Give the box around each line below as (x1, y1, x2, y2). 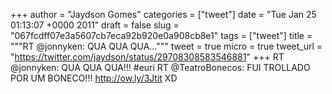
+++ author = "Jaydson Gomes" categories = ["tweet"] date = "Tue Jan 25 (10, 9, 317, 20)
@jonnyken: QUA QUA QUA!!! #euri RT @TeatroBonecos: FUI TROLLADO (10, 62, 311, 73)
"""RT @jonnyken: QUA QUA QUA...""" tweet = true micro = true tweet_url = (10, 40, 323, 52)
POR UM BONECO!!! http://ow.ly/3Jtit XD (10, 72, 178, 84)
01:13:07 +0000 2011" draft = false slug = (10, 19, 180, 31)
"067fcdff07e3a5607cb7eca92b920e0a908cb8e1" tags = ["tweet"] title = (10, 30, 313, 41)
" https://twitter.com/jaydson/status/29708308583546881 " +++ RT (10, 51, 285, 63)
